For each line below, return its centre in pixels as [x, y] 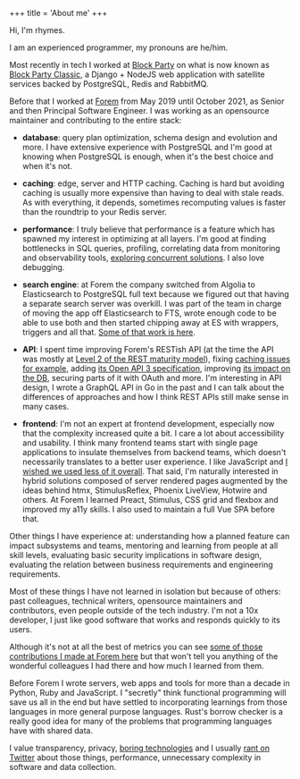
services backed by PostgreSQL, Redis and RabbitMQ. [109, 84]
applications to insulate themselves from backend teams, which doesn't [154, 452]
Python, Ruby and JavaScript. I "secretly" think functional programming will [148, 693]
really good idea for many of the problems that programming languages [141, 721]
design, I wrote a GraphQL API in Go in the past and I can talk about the [153, 387]
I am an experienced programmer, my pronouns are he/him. [119, 47]
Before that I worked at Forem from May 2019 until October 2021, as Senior [147, 101]
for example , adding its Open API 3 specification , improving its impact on [156, 368]
